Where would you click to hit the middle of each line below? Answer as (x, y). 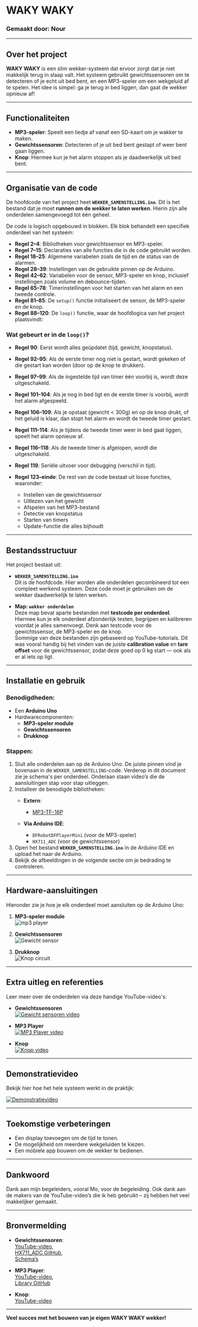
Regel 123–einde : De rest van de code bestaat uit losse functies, (93, 477)
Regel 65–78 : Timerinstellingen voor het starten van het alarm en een (99, 288)
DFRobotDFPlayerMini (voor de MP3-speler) (84, 835)
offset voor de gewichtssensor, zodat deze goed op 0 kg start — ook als (103, 650)
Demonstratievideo (42, 1074)
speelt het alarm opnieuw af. (49, 436)
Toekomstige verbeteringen (58, 1124)
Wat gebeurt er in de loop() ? (48, 334)
